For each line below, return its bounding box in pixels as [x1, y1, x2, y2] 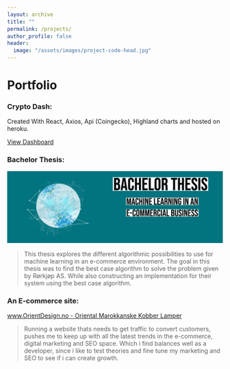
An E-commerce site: [7, 296, 79, 305]
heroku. [7, 125, 29, 133]
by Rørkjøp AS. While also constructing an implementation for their [23, 271, 212, 280]
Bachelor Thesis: [7, 155, 65, 164]
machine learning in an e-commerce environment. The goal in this [23, 257, 210, 265]
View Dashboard [7, 138, 54, 147]
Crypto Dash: [7, 102, 53, 112]
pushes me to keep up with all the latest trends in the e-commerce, [23, 332, 214, 340]
